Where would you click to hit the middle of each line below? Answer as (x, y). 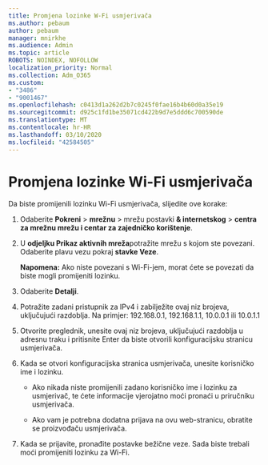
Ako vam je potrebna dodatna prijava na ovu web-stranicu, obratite (142, 420)
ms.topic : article (39, 53)
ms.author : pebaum (39, 23)
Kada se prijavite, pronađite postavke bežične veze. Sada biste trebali (134, 444)
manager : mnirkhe (37, 38)
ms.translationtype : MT (48, 120)
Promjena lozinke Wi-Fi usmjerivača (131, 182)
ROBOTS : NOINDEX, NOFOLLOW (53, 61)
